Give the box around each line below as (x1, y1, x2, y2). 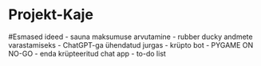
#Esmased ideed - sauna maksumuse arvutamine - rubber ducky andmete (8, 32, 253, 41)
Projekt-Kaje (8, 6, 94, 24)
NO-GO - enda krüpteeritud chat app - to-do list (8, 49, 166, 58)
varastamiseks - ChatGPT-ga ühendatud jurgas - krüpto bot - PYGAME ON (8, 40, 254, 49)
